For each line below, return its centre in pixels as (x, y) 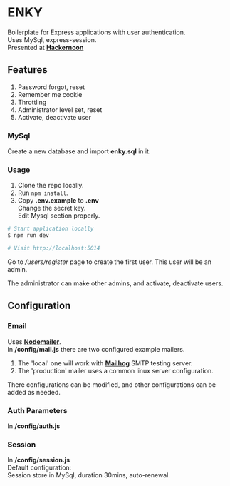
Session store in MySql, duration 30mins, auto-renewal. (89, 475)
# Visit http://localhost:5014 (54, 248)
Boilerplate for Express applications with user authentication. (96, 32)
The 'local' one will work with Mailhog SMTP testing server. (105, 363)
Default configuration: (40, 467)
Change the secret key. (52, 208)
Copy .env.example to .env (58, 201)
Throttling (32, 102)
